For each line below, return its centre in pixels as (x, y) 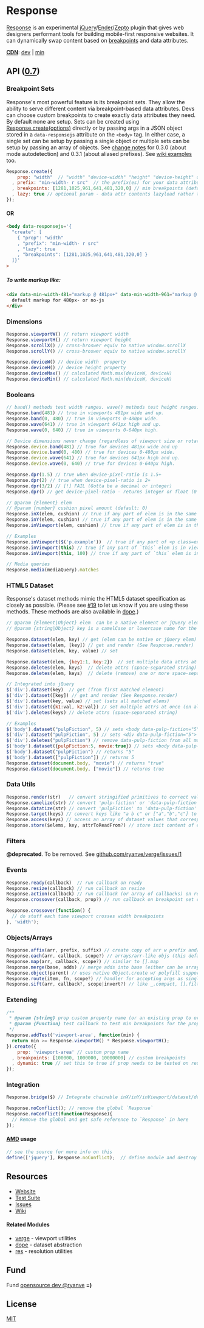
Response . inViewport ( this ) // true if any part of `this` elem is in (96, 548)
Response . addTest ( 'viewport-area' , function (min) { (73, 1035)
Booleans (21, 395)
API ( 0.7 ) (23, 72)
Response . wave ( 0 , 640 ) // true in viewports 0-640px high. (83, 430)
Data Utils (21, 785)
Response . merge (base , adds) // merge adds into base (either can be (95, 967)
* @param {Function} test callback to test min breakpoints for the (97, 1024)
